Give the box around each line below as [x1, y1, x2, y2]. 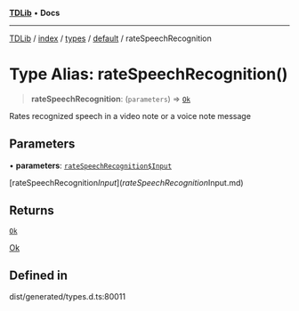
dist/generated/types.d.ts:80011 [9, 291, 126, 302]
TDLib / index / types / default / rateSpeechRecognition [9, 33, 212, 44]
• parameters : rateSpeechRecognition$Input [9, 160, 172, 171]
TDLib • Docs [9, 8, 61, 18]
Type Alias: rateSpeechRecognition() [9, 64, 288, 84]
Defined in [9, 267, 69, 283]
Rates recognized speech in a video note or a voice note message [9, 110, 252, 121]
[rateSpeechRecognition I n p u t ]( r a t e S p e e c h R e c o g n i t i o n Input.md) [9, 177, 244, 187]
